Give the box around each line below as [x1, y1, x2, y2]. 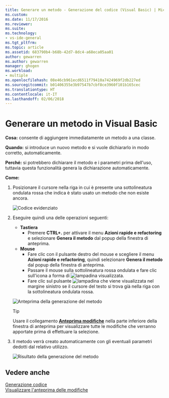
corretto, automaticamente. [5, 150, 62, 156]
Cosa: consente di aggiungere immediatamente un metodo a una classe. [5, 135, 156, 141]
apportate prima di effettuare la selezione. [12, 328, 100, 335]
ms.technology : [5, 31, 37, 36]
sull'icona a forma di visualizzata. [27, 273, 124, 279]
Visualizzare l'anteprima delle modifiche [5, 387, 88, 393]
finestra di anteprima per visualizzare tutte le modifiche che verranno [12, 323, 156, 329]
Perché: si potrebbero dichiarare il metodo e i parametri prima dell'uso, [5, 160, 152, 166]
